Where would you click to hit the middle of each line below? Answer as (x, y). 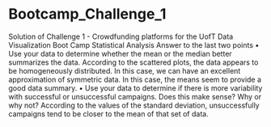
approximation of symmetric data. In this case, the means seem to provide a (135, 79)
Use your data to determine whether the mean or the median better (120, 53)
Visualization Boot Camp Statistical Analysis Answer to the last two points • (134, 44)
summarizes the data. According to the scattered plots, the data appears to (133, 62)
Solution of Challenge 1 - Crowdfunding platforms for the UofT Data (121, 36)
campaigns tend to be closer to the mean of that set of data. (108, 113)
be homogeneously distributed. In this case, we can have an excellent (125, 70)
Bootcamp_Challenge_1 (87, 14)
